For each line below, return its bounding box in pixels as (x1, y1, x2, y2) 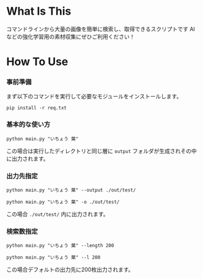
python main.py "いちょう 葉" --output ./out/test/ (6, 187, 136, 193)
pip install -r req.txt (6, 105, 67, 111)
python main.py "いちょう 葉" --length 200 (6, 243, 114, 249)
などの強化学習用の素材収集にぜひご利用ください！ (6, 32, 135, 40)
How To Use (6, 55, 68, 69)
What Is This (6, 4, 72, 18)
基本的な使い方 (6, 121, 51, 129)
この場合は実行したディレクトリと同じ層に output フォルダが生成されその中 (6, 147, 197, 154)
